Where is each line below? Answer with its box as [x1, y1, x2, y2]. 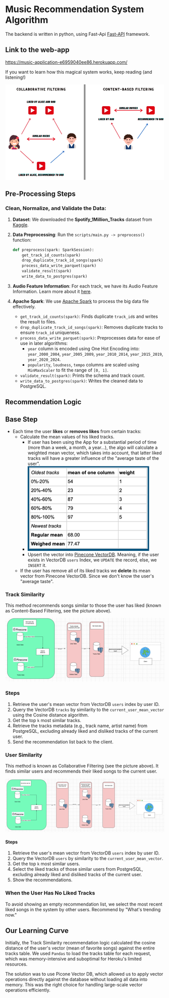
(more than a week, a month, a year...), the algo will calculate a [27, 445, 158, 451]
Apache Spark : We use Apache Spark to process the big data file [12, 298, 149, 304]
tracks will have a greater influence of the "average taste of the [27, 455, 159, 461]
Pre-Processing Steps [5, 189, 76, 198]
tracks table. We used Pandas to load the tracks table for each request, [5, 951, 151, 957]
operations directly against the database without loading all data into [5, 976, 148, 982]
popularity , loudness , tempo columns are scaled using [27, 361, 140, 367]
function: [12, 236, 32, 243]
